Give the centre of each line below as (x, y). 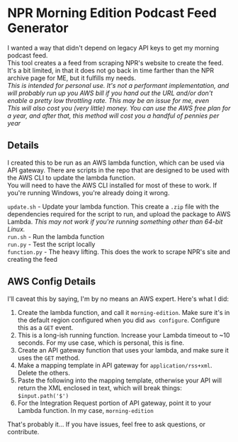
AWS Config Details (52, 282)
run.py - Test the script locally (51, 244)
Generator (38, 28)
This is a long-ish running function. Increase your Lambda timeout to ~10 (124, 335)
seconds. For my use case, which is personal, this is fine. (101, 343)
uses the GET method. (49, 358)
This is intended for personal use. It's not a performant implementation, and (118, 85)
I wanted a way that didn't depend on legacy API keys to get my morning (113, 48)
